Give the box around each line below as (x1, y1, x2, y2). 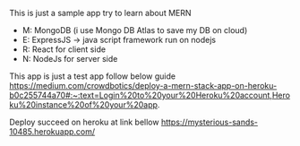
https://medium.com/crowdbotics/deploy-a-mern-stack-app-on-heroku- (9, 81, 278, 90)
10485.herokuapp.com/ (9, 126, 96, 137)
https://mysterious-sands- (160, 116, 258, 127)
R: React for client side (21, 44, 106, 55)
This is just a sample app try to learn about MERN (9, 8, 192, 18)
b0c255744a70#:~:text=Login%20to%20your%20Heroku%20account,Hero (9, 90, 291, 100)
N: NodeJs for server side (21, 54, 118, 64)
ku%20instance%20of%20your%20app (9, 99, 159, 110)
